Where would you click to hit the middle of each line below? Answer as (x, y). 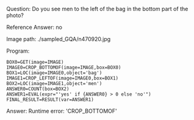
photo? (15, 15)
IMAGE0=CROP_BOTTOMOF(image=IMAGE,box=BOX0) (64, 67)
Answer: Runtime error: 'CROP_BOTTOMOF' (62, 111)
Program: (18, 51)
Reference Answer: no (34, 27)
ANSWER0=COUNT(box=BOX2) (38, 89)
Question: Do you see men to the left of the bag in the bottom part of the (97, 9)
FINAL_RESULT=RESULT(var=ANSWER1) (50, 100)
